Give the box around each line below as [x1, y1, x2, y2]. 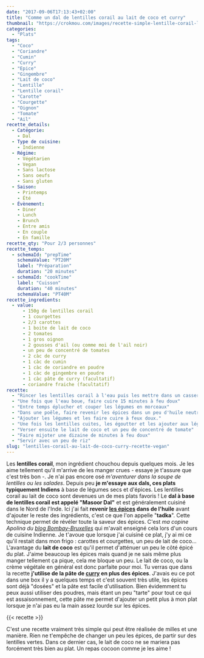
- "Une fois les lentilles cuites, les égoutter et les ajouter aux [12, 421, 189, 427]
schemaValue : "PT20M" [17, 257, 72, 263]
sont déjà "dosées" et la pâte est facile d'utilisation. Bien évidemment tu [6, 583, 186, 589]
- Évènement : [12, 201, 45, 207]
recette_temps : [6, 246, 45, 252]
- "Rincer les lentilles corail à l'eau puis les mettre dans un [12, 393, 181, 399]
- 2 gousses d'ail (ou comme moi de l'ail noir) [22, 342, 148, 348]
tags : [6, 37, 20, 43]
